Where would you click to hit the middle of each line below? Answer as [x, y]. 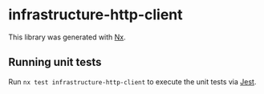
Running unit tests [55, 62]
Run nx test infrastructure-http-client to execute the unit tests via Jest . [132, 81]
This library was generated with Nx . [67, 37]
